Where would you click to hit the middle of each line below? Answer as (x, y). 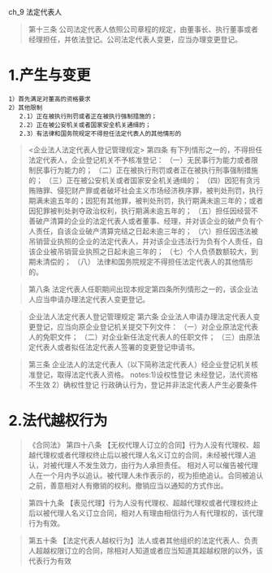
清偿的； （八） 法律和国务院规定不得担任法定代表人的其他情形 (148, 261)
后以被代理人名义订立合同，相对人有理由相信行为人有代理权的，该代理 (146, 513)
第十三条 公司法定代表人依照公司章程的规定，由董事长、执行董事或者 (143, 29)
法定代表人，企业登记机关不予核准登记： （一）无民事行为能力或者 (140, 160)
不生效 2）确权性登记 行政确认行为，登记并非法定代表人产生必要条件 (143, 384)
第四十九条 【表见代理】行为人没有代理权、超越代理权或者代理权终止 (143, 502)
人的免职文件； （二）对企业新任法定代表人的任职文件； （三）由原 (140, 337)
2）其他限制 (26, 107)
